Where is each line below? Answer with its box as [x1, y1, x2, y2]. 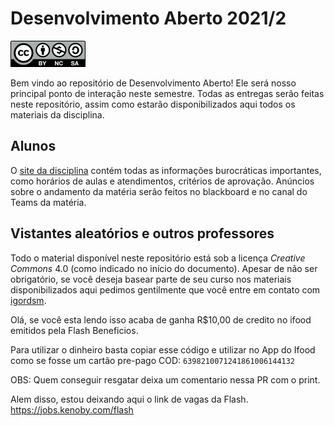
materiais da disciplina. [10, 108, 105, 121]
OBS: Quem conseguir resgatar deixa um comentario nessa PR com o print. [10, 373, 321, 386]
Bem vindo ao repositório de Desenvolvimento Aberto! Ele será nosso [10, 77, 297, 89]
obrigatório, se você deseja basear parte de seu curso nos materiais [10, 273, 292, 285]
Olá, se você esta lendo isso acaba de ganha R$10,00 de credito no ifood [10, 313, 312, 326]
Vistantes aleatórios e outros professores [10, 225, 275, 242]
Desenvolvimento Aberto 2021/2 [10, 7, 287, 30]
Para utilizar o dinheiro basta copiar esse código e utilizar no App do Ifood [10, 343, 316, 356]
